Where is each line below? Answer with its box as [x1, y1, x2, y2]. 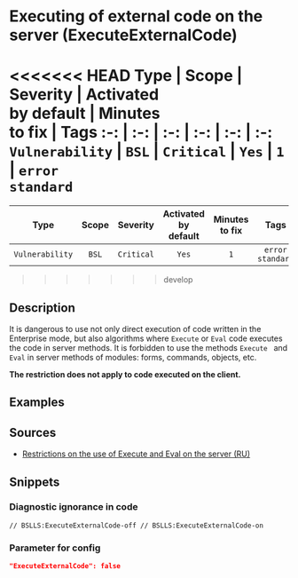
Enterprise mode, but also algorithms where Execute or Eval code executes [9, 333, 283, 344]
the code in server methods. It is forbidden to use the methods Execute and [9, 342, 288, 352]
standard [9, 179, 74, 196]
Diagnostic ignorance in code [9, 501, 138, 513]
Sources [9, 424, 57, 440]
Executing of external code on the [9, 6, 263, 27]
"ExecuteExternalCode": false [9, 562, 122, 571]
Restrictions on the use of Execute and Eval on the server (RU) [21, 448, 251, 459]
